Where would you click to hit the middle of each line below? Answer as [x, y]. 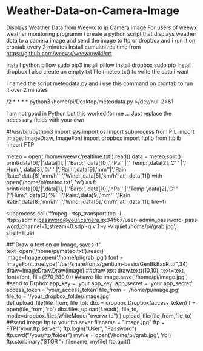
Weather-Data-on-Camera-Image [93, 11]
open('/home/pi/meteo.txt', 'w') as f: [52, 182]
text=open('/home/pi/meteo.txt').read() [55, 251]
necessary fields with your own [45, 120]
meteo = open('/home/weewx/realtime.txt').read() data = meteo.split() [94, 156]
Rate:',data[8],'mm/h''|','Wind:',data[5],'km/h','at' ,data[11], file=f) [86, 201]
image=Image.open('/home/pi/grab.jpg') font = [65, 257]
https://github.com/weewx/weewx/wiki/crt [59, 53]
